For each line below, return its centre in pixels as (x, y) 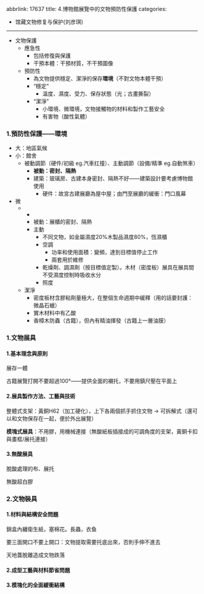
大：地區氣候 (31, 148)
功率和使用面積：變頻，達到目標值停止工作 (104, 252)
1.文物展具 (21, 338)
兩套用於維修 (67, 260)
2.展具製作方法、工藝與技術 (41, 396)
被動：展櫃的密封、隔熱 (63, 222)
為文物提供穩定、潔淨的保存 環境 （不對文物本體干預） (100, 78)
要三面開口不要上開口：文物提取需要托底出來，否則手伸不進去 (83, 542)
